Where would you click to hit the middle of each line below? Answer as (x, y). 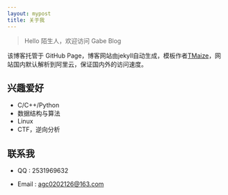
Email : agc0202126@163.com (60, 184)
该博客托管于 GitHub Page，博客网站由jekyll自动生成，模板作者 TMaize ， (111, 56)
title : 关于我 (26, 20)
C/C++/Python (38, 105)
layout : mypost (29, 14)
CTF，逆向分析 (39, 130)
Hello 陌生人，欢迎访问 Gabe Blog (73, 41)
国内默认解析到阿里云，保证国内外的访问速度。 (80, 64)
